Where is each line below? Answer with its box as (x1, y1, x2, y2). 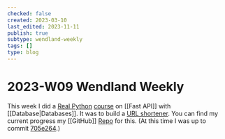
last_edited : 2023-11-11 (7, 23, 80, 30)
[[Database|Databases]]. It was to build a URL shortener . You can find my (7, 109, 219, 117)
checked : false (7, 10, 52, 17)
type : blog (7, 49, 39, 56)
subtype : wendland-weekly (7, 36, 82, 43)
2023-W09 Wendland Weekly (7, 79, 184, 95)
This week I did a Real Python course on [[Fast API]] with (7, 101, 171, 110)
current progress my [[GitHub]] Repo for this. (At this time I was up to (7, 116, 206, 125)
